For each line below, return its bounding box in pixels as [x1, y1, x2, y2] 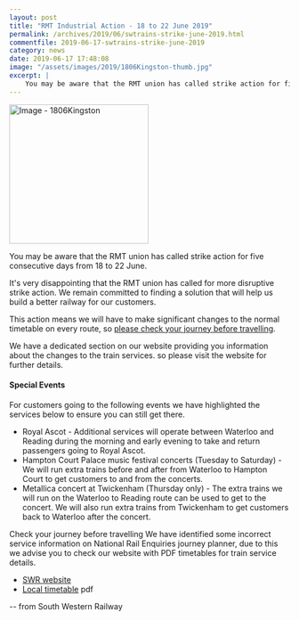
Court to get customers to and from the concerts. [21, 473, 203, 484]
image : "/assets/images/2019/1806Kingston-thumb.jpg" [9, 63, 214, 72]
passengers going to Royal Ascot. [21, 445, 146, 455]
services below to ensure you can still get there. [9, 409, 185, 420]
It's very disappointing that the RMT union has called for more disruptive [9, 277, 274, 288]
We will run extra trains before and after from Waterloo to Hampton [21, 464, 268, 475]
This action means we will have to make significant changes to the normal [9, 314, 280, 324]
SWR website [21, 574, 71, 584]
